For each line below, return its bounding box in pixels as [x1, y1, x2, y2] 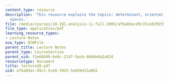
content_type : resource [5, 7, 55, 13]
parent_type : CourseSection [5, 49, 64, 54]
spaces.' [10, 17, 28, 22]
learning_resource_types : [5, 31, 59, 36]
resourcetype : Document [5, 59, 55, 64]
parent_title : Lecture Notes [5, 45, 66, 50]
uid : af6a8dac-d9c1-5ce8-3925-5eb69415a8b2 [5, 68, 98, 73]
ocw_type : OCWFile [5, 40, 44, 45]
